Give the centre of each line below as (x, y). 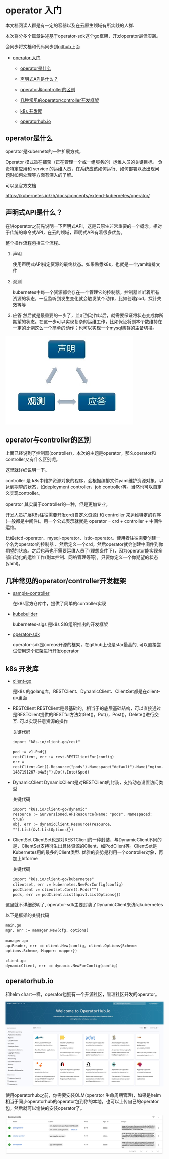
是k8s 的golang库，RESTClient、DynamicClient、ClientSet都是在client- (87, 691)
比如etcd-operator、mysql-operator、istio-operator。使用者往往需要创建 (81, 538)
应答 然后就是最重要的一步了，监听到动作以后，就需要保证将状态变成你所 (88, 315)
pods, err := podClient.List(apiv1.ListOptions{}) (67, 895)
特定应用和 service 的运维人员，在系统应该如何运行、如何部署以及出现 (82, 168)
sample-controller (31, 593)
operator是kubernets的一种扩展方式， (45, 151)
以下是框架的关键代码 (27, 915)
